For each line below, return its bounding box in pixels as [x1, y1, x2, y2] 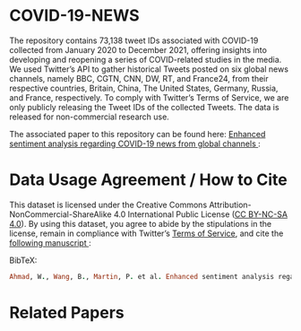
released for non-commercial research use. [9, 111, 170, 122]
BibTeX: [9, 255, 38, 266]
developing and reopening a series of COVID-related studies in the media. [9, 54, 282, 65]
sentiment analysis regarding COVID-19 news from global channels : [9, 138, 262, 149]
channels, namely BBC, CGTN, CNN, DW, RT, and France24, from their [9, 73, 269, 83]
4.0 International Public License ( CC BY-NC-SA [113, 208, 288, 220]
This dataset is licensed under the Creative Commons [9, 199, 208, 210]
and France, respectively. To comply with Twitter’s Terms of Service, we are [9, 91, 289, 103]
